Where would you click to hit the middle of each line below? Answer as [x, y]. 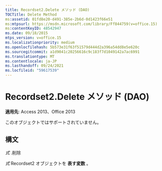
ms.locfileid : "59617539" [32, 71]
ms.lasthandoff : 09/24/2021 [34, 66]
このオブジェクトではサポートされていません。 [53, 122]
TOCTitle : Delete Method [31, 15]
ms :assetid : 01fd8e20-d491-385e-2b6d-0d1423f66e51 [59, 19]
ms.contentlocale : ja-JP [31, 61]
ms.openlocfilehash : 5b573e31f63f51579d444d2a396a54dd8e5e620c [72, 47]
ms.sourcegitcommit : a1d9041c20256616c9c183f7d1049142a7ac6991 [72, 52]
